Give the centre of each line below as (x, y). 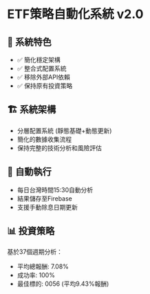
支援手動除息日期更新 (47, 207)
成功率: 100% (36, 275)
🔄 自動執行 (29, 172)
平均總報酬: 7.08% (43, 266)
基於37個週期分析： (35, 252)
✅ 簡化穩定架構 (39, 60)
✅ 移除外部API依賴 (43, 77)
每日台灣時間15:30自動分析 (55, 190)
